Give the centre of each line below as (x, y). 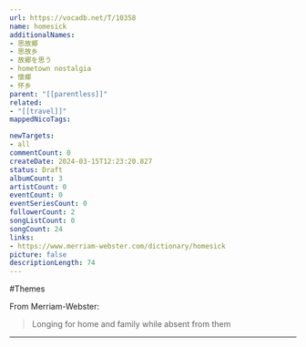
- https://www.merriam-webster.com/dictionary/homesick (117, 246)
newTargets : (32, 136)
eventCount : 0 (36, 195)
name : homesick (38, 26)
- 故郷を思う (31, 60)
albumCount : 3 (36, 179)
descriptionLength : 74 (52, 263)
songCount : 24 (36, 229)
